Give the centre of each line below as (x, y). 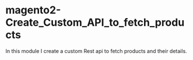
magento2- (33, 10)
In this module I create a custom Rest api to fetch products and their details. (96, 51)
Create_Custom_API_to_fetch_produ (95, 22)
